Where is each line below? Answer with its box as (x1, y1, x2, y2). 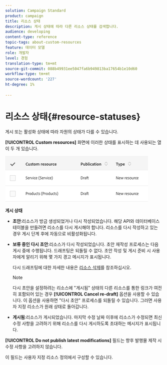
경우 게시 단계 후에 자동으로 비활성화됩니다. (12, 230, 97, 236)
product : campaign (5, 13, 43, 19)
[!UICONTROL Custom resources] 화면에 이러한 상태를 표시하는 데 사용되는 (5, 139, 156, 145)
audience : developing (5, 29, 50, 35)
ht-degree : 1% (5, 82, 35, 87)
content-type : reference (5, 35, 57, 40)
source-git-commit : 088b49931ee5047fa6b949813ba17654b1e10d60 (5, 66, 137, 71)
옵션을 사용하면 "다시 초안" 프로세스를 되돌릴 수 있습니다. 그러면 (28, 297, 152, 303)
